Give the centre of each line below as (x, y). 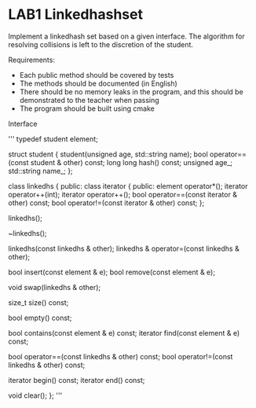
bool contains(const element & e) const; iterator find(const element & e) (124, 333)
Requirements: (31, 60)
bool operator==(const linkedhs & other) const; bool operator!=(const (121, 356)
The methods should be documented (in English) (99, 83)
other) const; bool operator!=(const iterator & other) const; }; (106, 203)
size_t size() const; (38, 302)
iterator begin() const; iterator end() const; (77, 380)
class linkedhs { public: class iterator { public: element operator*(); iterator (128, 186)
